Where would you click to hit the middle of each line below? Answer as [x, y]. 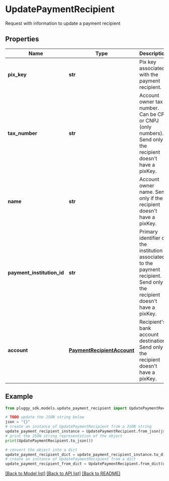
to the [146, 263]
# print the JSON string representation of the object [64, 436]
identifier [150, 238]
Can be [148, 114]
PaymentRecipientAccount [102, 350]
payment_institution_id [36, 273]
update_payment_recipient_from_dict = [46, 464]
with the [149, 74]
